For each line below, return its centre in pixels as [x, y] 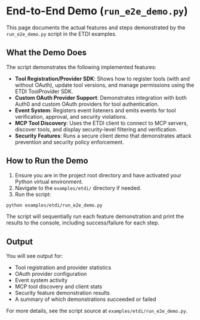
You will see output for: [35, 256]
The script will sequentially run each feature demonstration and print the [95, 217]
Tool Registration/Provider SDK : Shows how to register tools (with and [102, 78]
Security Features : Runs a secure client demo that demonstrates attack [103, 136]
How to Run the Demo [47, 161]
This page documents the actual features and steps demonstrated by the [96, 27]
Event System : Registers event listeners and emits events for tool [95, 110]
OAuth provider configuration [51, 274]
